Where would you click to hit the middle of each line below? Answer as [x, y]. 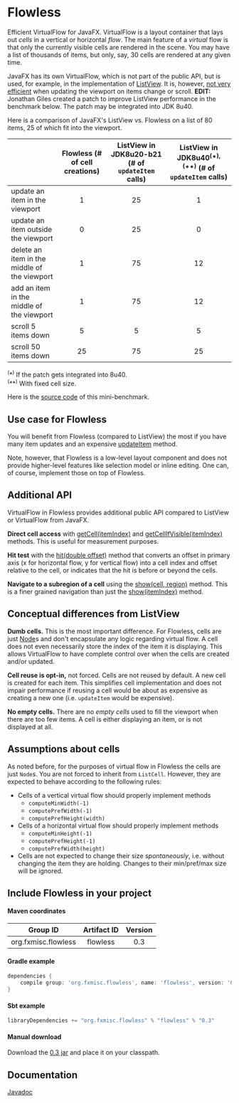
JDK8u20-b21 [136, 154]
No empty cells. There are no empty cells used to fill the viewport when [113, 712]
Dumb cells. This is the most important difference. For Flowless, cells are [115, 631]
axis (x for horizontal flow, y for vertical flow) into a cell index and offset [112, 562]
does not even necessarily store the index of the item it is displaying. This [115, 646]
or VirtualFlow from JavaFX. [48, 519]
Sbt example [26, 1006]
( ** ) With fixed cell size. [42, 383]
